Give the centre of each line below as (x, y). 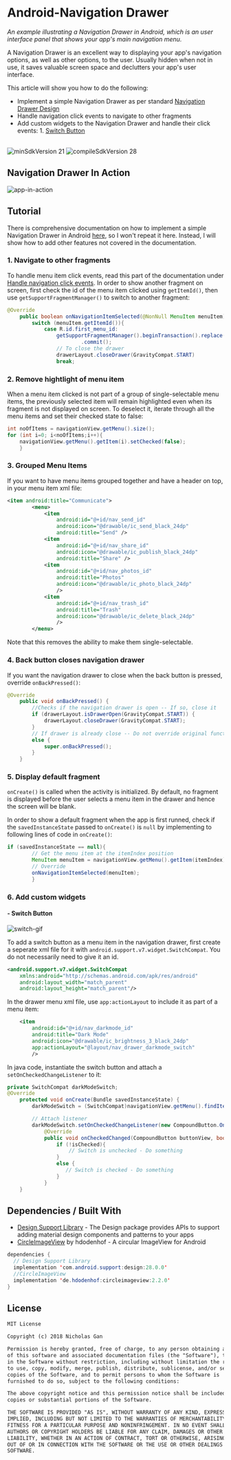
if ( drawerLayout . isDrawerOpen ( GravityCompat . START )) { (113, 714)
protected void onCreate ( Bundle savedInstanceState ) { (100, 1100)
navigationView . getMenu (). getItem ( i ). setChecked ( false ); (103, 442)
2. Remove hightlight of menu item (66, 379)
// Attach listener (60, 1119)
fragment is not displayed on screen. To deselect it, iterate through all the (111, 409)
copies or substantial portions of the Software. (80, 1400)
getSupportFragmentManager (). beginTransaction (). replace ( (141, 336)
